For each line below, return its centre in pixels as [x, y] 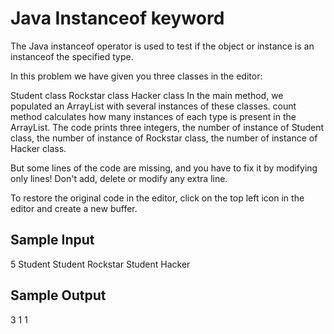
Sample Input [52, 240]
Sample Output [58, 295]
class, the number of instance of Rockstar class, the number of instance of [164, 138]
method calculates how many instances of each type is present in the [153, 116]
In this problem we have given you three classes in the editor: [136, 76]
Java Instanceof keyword [117, 18]
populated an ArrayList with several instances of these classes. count [153, 106]
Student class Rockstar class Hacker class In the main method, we [147, 95]
